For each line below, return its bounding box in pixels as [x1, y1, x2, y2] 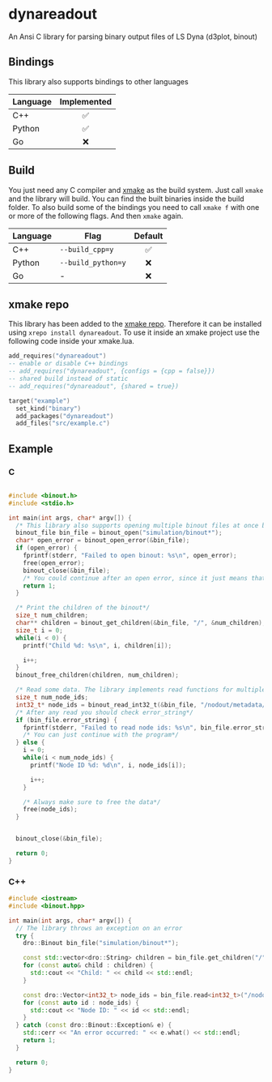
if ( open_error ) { [15, 544, 79, 552]
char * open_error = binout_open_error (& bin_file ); [15, 537, 190, 545]
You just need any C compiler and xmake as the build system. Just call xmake [8, 185, 264, 195]
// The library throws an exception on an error [15, 924, 183, 932]
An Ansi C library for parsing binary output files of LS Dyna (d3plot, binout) [8, 32, 257, 41]
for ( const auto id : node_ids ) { [23, 999, 139, 1007]
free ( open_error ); [23, 558, 85, 567]
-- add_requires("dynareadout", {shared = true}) [8, 382, 180, 390]
